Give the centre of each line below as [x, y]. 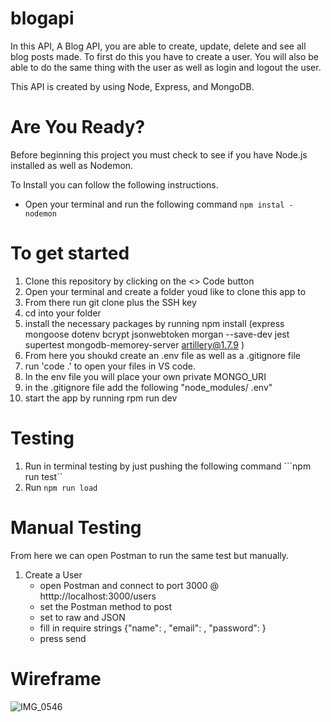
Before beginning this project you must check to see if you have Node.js [159, 154]
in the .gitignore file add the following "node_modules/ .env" [148, 387]
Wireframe [56, 678]
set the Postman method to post [106, 606]
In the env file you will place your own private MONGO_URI [145, 376]
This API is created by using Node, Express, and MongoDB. [132, 86]
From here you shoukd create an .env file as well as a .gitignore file [162, 355]
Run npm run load [61, 487]
